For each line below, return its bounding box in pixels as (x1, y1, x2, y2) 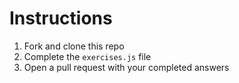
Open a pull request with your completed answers (23, 61, 230, 73)
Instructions (9, 7, 113, 30)
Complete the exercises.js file (23, 50, 152, 62)
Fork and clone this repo (23, 40, 125, 52)
